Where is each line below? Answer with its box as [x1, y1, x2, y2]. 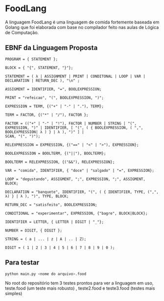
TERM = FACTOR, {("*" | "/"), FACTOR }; [5, 112, 89, 117]
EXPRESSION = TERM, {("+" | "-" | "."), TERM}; [5, 104, 104, 109]
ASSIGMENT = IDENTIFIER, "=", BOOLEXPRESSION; [5, 87, 102, 92]
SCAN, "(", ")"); [5, 134, 41, 139]
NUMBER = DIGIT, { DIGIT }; [5, 228, 63, 233]
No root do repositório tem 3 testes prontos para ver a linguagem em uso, [5, 280, 154, 286]
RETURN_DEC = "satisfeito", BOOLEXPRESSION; [5, 202, 97, 207]
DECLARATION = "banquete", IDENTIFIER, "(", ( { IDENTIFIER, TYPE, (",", [5, 189, 159, 194]
